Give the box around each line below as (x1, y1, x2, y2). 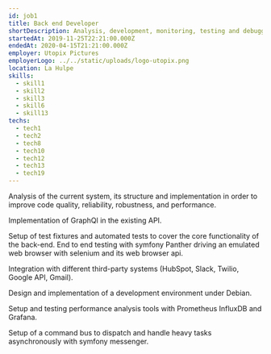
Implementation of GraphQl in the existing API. (8, 215, 162, 225)
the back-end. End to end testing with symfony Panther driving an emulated (8, 239, 260, 249)
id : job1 (8, 11, 38, 20)
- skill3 (15, 94, 45, 102)
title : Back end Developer (8, 19, 99, 27)
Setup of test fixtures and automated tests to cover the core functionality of (8, 231, 260, 240)
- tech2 (15, 131, 42, 140)
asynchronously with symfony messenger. (8, 336, 149, 346)
